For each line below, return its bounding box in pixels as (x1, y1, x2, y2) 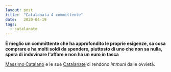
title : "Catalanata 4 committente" (5, 12, 83, 17)
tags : (5, 21, 17, 27)
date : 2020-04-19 (5, 17, 47, 22)
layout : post (5, 7, 33, 13)
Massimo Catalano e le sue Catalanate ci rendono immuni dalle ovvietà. (5, 61, 156, 67)
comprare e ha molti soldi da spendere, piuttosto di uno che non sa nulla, (5, 46, 162, 52)
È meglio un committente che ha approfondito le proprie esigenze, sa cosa (5, 40, 166, 46)
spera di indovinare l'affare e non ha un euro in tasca (5, 52, 119, 58)
